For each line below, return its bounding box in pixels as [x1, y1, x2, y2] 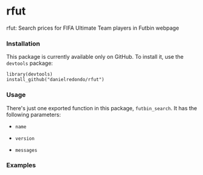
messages [15, 147, 38, 153]
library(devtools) [6, 71, 53, 78]
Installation [6, 39, 41, 48]
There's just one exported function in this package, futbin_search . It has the [6, 104, 198, 111]
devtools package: [6, 59, 53, 67]
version [15, 135, 35, 142]
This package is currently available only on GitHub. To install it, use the [6, 53, 184, 61]
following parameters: [6, 111, 61, 118]
